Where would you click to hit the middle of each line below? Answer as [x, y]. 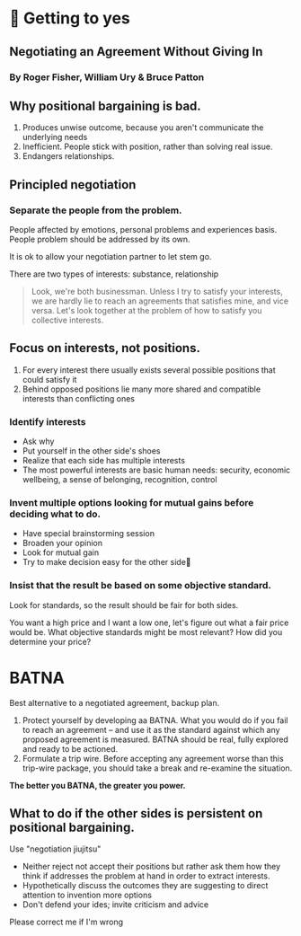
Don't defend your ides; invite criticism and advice [115, 905]
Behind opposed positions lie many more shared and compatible [142, 389]
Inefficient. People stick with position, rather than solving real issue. [147, 146]
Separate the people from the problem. [96, 210]
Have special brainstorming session [89, 534]
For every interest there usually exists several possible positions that [149, 370]
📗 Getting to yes [70, 18]
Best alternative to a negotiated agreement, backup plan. [115, 702]
